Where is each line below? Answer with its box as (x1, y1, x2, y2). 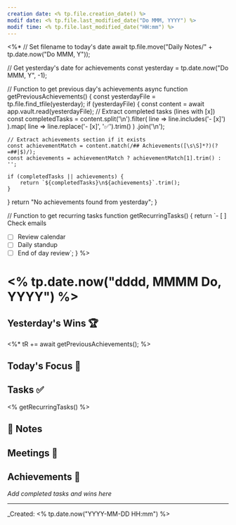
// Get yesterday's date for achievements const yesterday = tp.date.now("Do (7, 64, 229, 72)
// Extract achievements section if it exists (7, 137, 146, 144)
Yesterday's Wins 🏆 (7, 317, 99, 329)
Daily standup (17, 241, 58, 249)
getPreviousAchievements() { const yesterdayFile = (7, 92, 157, 101)
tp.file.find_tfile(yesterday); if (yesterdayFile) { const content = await (7, 100, 205, 108)
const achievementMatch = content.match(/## (7, 142, 140, 150)
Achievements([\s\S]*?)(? (142, 142, 218, 150)
